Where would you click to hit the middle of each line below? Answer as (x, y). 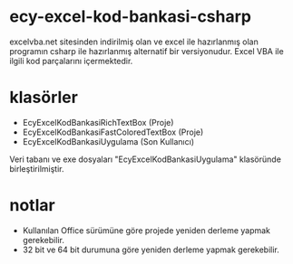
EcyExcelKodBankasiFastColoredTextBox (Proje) (113, 132)
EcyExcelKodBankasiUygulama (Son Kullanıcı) (108, 141)
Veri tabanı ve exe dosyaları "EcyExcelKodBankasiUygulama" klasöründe (145, 159)
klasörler (44, 98)
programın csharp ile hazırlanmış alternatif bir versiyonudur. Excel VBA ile (146, 51)
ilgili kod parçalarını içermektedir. (71, 61)
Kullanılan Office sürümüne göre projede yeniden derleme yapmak (146, 230)
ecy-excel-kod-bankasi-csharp (131, 17)
